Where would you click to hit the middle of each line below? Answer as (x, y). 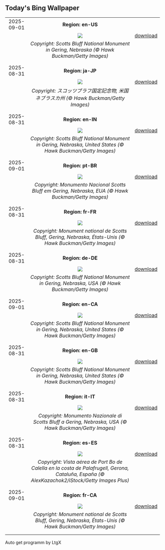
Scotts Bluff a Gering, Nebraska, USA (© (80, 422)
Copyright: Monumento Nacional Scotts (80, 184)
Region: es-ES (80, 443)
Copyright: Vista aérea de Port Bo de (80, 462)
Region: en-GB (80, 350)
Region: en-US (80, 24)
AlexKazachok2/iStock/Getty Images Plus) (80, 480)
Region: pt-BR (80, 166)
